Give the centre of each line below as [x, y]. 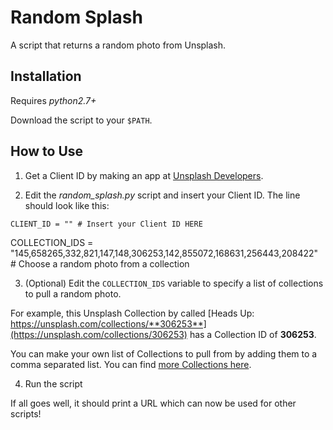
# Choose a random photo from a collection [100, 263]
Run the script [53, 383]
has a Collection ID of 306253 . [253, 334]
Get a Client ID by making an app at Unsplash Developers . [144, 175]
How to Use [47, 151]
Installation [46, 76]
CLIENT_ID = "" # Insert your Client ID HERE [106, 224]
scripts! [26, 413]
